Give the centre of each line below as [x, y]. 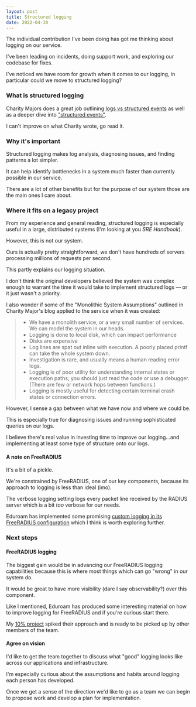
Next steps [22, 538]
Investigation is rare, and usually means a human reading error [104, 360]
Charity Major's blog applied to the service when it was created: [83, 311]
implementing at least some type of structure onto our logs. [78, 443]
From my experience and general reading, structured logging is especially [95, 223]
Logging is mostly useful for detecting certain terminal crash [102, 391]
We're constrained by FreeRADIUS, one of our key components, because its [97, 481]
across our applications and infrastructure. [57, 662]
